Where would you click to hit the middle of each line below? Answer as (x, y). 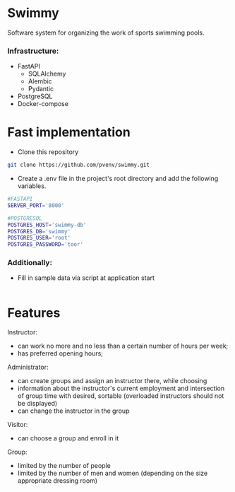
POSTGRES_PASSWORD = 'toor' (45, 245)
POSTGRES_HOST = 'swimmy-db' (47, 225)
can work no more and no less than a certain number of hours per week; (123, 346)
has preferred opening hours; (60, 353)
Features (34, 313)
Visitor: (18, 425)
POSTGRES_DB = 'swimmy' (39, 231)
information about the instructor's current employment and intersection (121, 388)
